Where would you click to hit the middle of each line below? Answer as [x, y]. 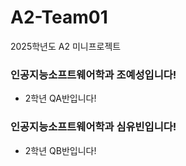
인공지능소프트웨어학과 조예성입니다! [93, 74]
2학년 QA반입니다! [60, 98]
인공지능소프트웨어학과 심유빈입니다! [93, 127]
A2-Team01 [59, 17]
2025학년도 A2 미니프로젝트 [66, 46]
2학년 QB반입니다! [60, 150]
